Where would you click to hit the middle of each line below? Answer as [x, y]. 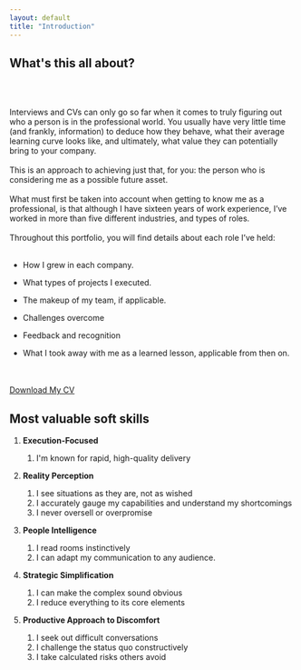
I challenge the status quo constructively [112, 647]
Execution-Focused [60, 441]
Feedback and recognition [71, 335]
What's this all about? [73, 63]
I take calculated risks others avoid [101, 657]
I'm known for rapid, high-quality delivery [113, 458]
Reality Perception [58, 476]
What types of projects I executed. [87, 283]
